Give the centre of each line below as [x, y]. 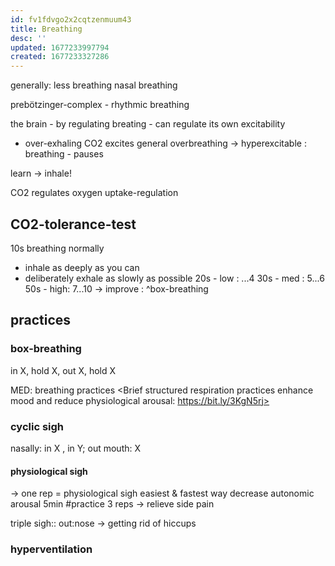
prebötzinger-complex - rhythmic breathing [100, 105]
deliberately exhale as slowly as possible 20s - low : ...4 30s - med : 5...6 [174, 278]
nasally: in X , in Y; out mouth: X [76, 448]
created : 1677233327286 [60, 57]
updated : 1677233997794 [60, 47]
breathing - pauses [64, 154]
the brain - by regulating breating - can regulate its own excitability [148, 124]
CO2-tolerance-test [73, 224]
